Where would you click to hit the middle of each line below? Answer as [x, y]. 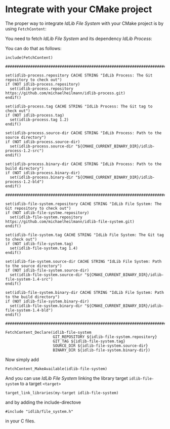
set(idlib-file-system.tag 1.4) [44, 248]
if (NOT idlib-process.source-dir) [43, 142]
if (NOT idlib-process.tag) [35, 115]
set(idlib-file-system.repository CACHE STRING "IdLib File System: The [83, 204]
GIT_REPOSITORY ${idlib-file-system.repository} [105, 337]
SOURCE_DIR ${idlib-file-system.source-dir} [100, 345]
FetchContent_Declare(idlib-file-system [49, 332]
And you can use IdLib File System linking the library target [67, 378]
